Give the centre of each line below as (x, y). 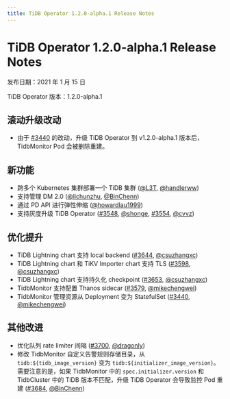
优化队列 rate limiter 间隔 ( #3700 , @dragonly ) (81, 345)
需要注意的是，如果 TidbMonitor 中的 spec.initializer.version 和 (110, 371)
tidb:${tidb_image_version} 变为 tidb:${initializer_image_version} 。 (118, 362)
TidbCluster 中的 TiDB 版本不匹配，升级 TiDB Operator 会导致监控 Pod (116, 379)
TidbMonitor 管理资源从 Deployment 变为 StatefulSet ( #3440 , (103, 297)
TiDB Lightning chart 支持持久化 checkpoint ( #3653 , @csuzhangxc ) (112, 279)
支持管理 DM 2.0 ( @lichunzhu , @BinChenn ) (78, 197)
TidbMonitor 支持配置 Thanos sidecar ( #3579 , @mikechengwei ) (107, 288)
